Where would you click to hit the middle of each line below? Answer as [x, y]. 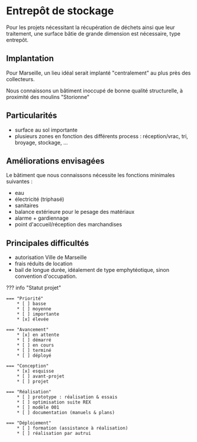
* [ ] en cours [35, 345]
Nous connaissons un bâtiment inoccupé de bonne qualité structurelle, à [95, 91]
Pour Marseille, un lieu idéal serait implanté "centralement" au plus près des [98, 73]
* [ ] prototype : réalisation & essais [67, 397]
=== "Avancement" [28, 330]
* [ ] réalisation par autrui [54, 434]
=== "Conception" [28, 366]
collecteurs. [20, 79]
